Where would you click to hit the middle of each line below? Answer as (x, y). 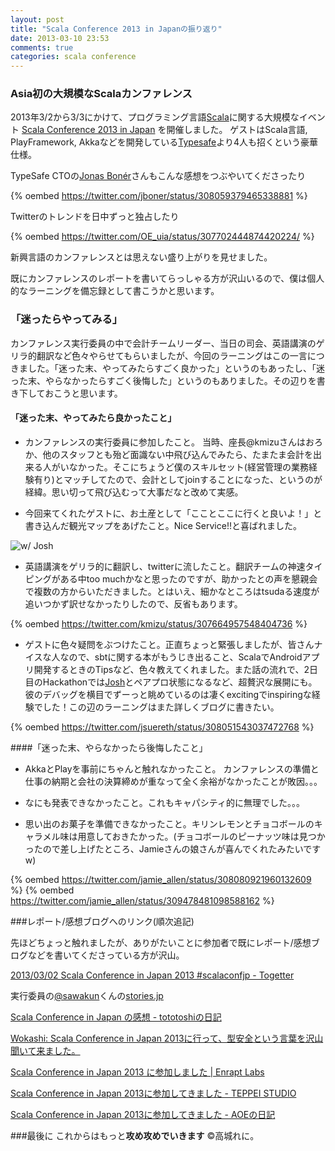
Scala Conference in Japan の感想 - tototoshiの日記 (116, 1017)
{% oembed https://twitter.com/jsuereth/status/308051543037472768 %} (162, 727)
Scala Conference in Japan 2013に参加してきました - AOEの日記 (143, 1114)
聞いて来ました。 (45, 1050)
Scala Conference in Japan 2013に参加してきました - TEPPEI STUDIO (153, 1093)
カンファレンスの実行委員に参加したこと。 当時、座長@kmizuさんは (165, 442)
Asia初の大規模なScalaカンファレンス (101, 94)
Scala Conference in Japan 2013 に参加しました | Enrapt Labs (137, 1072)
